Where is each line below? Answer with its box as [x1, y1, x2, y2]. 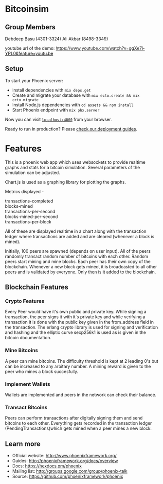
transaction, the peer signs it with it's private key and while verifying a [5, 314, 145, 320]
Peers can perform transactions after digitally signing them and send [5, 415, 143, 421]
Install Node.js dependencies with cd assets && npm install [12, 102, 134, 108]
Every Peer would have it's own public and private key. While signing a [5, 309, 147, 315]
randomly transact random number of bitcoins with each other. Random [5, 253, 148, 259]
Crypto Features [5, 298, 45, 305]
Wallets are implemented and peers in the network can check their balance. [5, 392, 157, 398]
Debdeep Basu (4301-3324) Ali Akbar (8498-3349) [5, 36, 109, 42]
